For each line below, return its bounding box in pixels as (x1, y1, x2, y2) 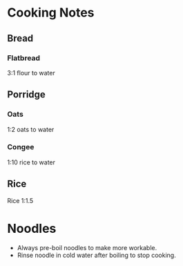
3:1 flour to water (7, 68, 55, 77)
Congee (7, 142, 35, 152)
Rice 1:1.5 (7, 196, 34, 205)
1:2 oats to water (7, 125, 55, 133)
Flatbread (7, 53, 40, 63)
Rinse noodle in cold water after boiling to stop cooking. (17, 251, 176, 259)
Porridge (7, 88, 46, 101)
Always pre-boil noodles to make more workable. (17, 243, 157, 251)
